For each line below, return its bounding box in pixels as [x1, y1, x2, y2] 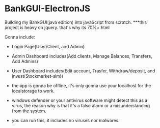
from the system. [11, 108, 47, 114]
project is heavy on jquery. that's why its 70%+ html [4, 24, 110, 30]
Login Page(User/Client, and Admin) [11, 43, 85, 49]
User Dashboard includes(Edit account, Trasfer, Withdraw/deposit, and [11, 67, 155, 74]
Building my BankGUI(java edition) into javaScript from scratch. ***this [4, 19, 147, 25]
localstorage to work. [11, 88, 55, 94]
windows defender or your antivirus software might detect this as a [11, 97, 148, 103]
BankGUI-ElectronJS [4, 3, 90, 14]
